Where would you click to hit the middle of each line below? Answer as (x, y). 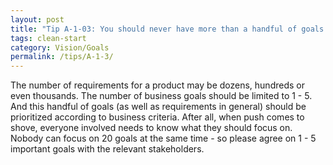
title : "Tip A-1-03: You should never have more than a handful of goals (167, 29)
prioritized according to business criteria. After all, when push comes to (157, 117)
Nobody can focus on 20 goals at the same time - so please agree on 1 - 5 (163, 138)
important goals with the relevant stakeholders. (107, 149)
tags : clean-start (48, 38)
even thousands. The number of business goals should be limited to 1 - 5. (161, 96)
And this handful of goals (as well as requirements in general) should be (158, 107)
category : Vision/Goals (60, 47)
